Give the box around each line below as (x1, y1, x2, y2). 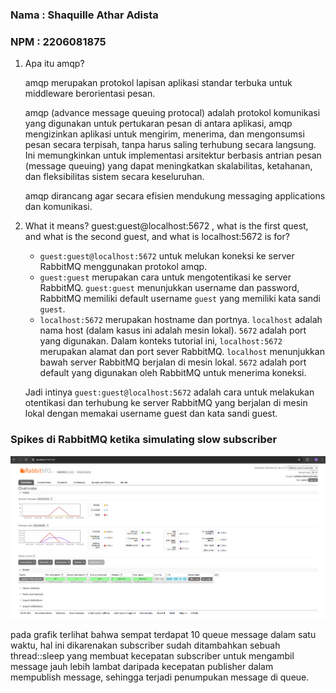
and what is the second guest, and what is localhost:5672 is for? (24, 231, 290, 243)
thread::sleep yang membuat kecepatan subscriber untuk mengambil (10, 649, 295, 662)
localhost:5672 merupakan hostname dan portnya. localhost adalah (39, 314, 323, 326)
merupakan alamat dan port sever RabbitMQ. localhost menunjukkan (39, 346, 325, 358)
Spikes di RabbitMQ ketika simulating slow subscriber (10, 433, 278, 447)
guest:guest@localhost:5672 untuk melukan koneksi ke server (39, 250, 295, 262)
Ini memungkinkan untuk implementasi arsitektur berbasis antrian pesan (24, 149, 322, 162)
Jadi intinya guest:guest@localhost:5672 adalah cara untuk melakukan (24, 386, 315, 398)
